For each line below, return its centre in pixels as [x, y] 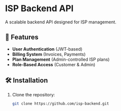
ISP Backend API [39, 9]
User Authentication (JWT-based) [47, 49]
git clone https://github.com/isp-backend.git [60, 103]
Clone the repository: [34, 94]
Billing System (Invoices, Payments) [49, 54]
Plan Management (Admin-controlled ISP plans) [61, 59]
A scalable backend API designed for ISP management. [61, 22]
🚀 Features [22, 37]
